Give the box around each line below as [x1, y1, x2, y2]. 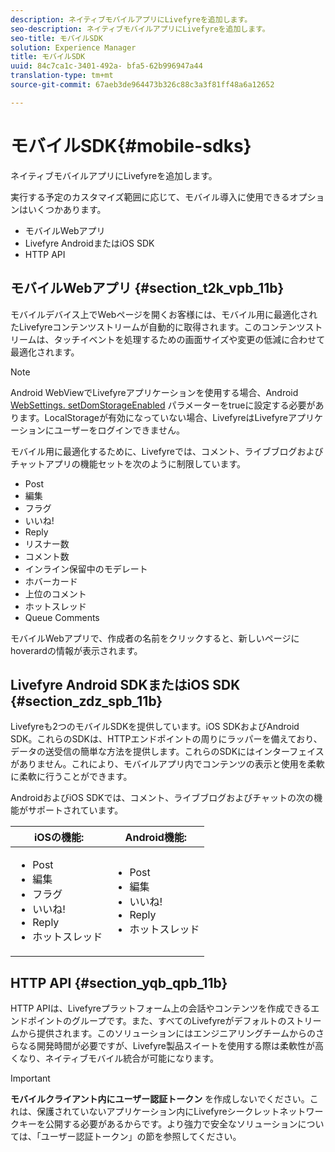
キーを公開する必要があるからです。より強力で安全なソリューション [18, 1118, 298, 1130]
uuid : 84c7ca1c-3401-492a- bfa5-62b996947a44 [10, 61, 203, 71]
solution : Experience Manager [10, 42, 137, 53]
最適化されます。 [10, 346, 80, 358]
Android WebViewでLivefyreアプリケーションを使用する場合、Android [10, 386, 299, 398]
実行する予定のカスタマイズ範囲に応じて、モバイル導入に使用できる [10, 191, 290, 203]
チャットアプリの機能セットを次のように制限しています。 [10, 457, 247, 470]
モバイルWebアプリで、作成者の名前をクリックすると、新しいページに [10, 632, 300, 644]
